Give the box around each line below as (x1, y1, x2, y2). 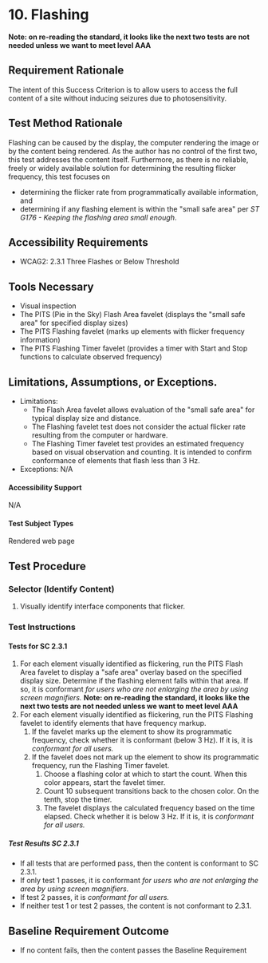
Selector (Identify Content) (8, 583, 115, 594)
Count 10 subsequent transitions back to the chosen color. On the (43, 787, 259, 796)
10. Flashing (8, 6, 89, 24)
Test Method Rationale (8, 117, 123, 130)
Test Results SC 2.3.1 (8, 838, 80, 848)
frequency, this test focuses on (8, 172, 110, 181)
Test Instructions (8, 621, 76, 632)
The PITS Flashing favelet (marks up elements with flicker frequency (19, 327, 245, 336)
